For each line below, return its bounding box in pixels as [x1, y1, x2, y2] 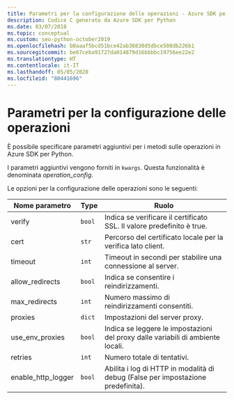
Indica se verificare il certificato [104, 213, 208, 223]
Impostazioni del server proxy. [104, 312, 204, 322]
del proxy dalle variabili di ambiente [104, 333, 221, 342]
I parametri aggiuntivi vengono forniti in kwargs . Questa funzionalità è [7, 163, 205, 172]
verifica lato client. [104, 241, 165, 251]
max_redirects [10, 297, 58, 307]
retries [10, 353, 33, 362]
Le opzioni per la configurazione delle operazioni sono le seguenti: [7, 184, 198, 193]
